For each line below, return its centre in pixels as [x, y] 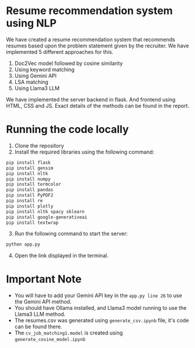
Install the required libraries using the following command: [84, 152]
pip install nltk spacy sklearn [45, 211]
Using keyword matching [44, 69]
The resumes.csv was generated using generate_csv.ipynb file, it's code [102, 320]
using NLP [31, 23]
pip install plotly [30, 206]
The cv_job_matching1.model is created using [69, 333]
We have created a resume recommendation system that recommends [90, 39]
